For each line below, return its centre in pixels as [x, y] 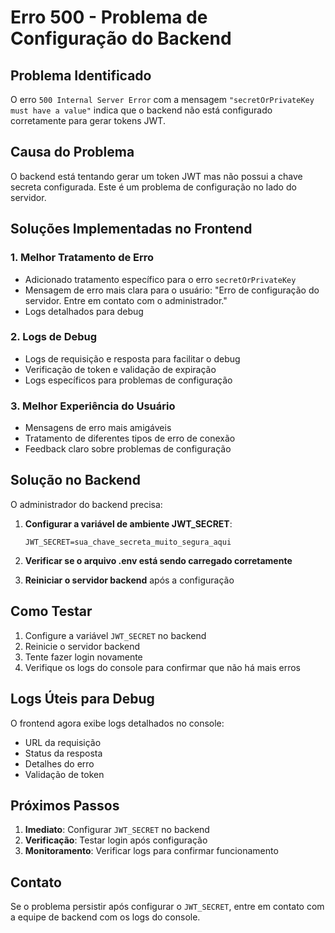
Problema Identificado [81, 75]
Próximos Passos [65, 805]
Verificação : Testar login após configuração [116, 840]
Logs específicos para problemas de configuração [128, 380]
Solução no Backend [75, 480]
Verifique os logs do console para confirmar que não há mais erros [162, 667]
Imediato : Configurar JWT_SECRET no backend [117, 830]
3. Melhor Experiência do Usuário [93, 406]
